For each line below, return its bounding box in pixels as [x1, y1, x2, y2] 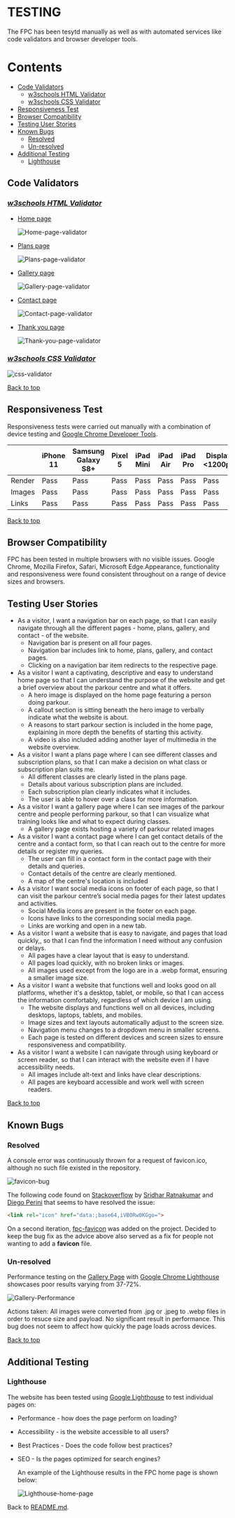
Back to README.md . [7, 1503, 69, 1511]
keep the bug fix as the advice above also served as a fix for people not [7, 1231, 214, 1240]
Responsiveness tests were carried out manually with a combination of [7, 422, 211, 431]
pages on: [7, 1400, 36, 1409]
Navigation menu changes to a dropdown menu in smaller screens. [27, 1026, 221, 1034]
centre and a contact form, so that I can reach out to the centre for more [17, 840, 226, 848]
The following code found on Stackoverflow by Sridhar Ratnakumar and [7, 1190, 213, 1199]
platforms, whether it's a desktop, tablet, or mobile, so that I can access [17, 988, 225, 997]
